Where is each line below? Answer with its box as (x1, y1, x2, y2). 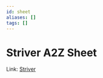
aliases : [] (6, 14, 36, 20)
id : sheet (6, 8, 31, 15)
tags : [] (6, 20, 28, 26)
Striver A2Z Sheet (6, 46, 97, 59)
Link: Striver (6, 65, 36, 73)
